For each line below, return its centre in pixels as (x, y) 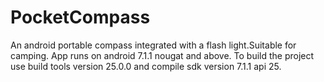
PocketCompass (80, 17)
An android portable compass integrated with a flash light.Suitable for (153, 45)
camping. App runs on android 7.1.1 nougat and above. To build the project (162, 55)
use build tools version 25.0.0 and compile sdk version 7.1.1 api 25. (146, 66)
